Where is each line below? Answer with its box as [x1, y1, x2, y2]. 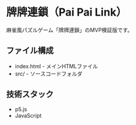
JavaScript [14, 112, 42, 119]
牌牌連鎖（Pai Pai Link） [6, 5, 127, 19]
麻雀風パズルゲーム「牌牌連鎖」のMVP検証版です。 [6, 26, 133, 33]
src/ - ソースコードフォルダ [14, 70, 83, 77]
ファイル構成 [6, 45, 54, 56]
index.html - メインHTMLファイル [14, 62, 98, 69]
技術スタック [6, 89, 54, 99]
